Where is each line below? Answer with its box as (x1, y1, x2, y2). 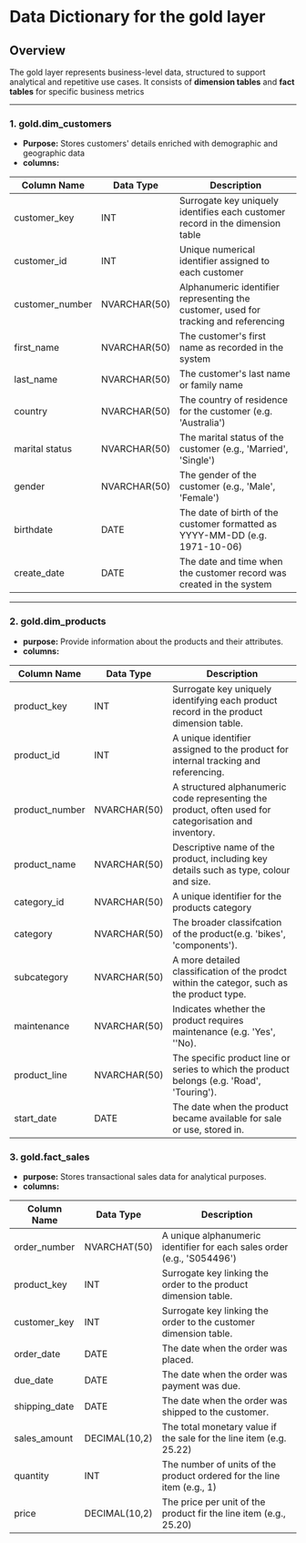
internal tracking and (172, 754, 261, 767)
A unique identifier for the (172, 890, 282, 903)
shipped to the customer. (161, 1405, 270, 1418)
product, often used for (172, 803, 271, 816)
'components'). (172, 938, 239, 951)
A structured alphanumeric (172, 781, 287, 793)
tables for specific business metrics (9, 87, 145, 97)
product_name (14, 858, 76, 871)
